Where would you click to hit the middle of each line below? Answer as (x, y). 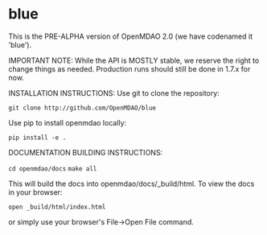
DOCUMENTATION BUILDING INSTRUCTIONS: (86, 152)
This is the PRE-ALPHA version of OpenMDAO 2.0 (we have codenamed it (131, 36)
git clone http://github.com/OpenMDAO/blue (82, 108)
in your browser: (35, 192)
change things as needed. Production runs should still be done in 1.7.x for (129, 68)
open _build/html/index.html (57, 207)
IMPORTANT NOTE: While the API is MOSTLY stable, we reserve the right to (134, 60)
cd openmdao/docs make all (53, 169)
